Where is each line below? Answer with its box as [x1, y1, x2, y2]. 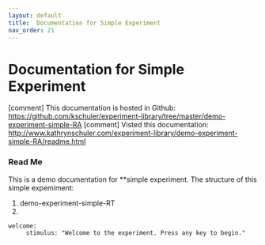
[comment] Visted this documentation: [83, 120, 209, 130]
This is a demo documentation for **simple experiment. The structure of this [8, 175, 257, 184]
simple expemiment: [8, 183, 74, 192]
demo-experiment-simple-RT [19, 198, 115, 208]
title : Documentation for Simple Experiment [8, 19, 161, 27]
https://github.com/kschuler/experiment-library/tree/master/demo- [8, 111, 226, 121]
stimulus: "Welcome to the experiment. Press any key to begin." [25, 228, 246, 237]
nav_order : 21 [8, 26, 55, 34]
